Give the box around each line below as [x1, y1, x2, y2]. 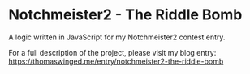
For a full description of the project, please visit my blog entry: [8, 47, 217, 57]
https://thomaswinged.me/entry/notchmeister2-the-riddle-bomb [8, 56, 224, 66]
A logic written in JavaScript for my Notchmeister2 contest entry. [8, 32, 226, 42]
